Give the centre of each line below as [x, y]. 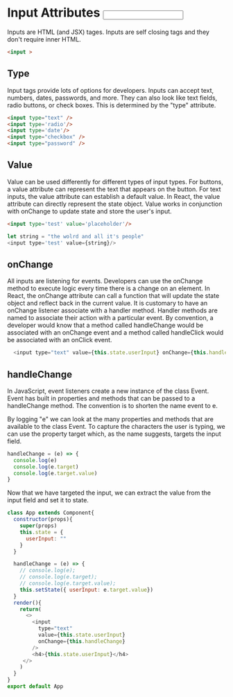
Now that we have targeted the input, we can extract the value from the [109, 493]
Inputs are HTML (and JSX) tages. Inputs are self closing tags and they [109, 32]
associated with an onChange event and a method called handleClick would [115, 333]
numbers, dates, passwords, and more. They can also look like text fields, [112, 98]
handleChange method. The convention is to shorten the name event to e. [113, 405]
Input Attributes [54, 13]
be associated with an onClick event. [60, 340]
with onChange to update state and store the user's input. [89, 211]
